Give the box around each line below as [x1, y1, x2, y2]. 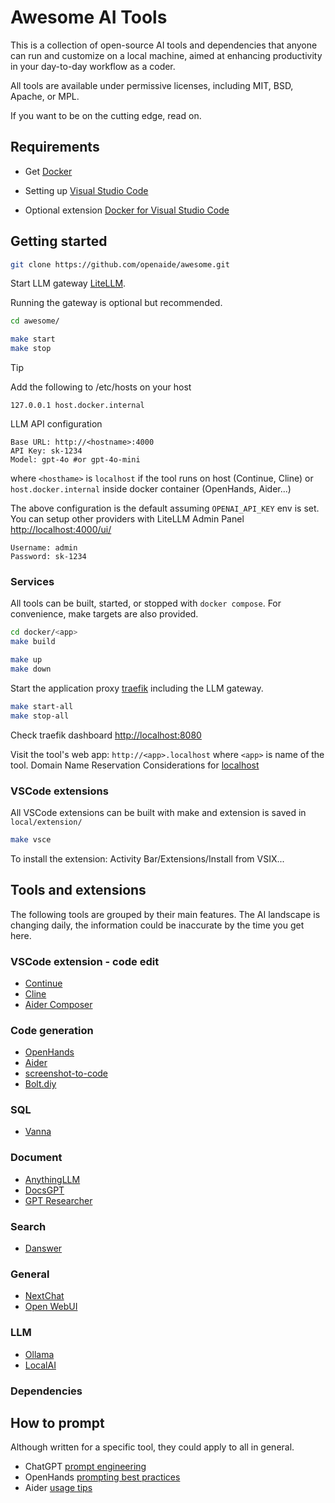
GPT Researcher [24, 1194, 93, 1206]
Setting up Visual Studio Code [24, 184, 149, 196]
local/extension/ [10, 817, 83, 827]
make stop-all [10, 711, 70, 721]
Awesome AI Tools [10, 6, 168, 29]
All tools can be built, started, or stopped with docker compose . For [10, 597, 282, 610]
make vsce [10, 834, 52, 845]
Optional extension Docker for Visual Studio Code [24, 204, 230, 216]
